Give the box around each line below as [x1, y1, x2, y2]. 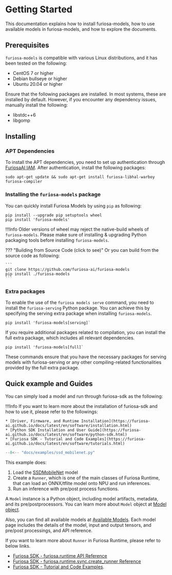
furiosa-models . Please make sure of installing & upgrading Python [5, 231, 147, 237]
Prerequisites [5, 41, 49, 50]
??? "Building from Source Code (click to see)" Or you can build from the [5, 247, 159, 253]
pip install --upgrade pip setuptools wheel [5, 212, 102, 218]
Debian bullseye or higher [12, 76, 68, 82]
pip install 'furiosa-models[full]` [5, 345, 84, 350]
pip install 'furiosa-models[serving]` [5, 320, 91, 326]
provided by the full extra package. [5, 365, 80, 371]
